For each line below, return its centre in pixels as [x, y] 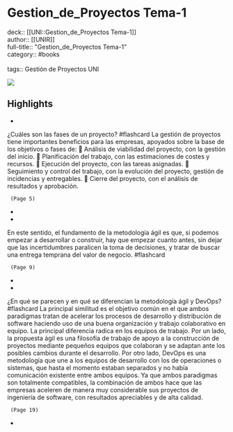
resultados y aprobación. [43, 186]
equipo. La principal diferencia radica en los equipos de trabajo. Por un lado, [116, 330]
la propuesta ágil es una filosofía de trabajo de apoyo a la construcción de [113, 338]
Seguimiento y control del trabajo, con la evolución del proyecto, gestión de [115, 171]
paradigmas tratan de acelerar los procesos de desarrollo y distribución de [114, 316]
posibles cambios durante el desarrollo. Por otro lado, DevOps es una [107, 353]
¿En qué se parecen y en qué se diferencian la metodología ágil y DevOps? [114, 301]
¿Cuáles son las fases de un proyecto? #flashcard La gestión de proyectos [114, 134]
